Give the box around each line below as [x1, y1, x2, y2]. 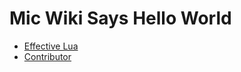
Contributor [23, 50, 72, 62]
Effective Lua [23, 40, 79, 52]
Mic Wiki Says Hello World [9, 7, 232, 30]
